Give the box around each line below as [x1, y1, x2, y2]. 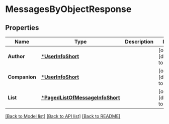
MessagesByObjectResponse [5, 3, 132, 15]
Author [8, 53, 25, 59]
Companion [8, 73, 36, 80]
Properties [5, 23, 39, 32]
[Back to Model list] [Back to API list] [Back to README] [5, 113, 121, 119]
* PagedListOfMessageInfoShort [41, 94, 120, 101]
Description [125, 38, 154, 45]
